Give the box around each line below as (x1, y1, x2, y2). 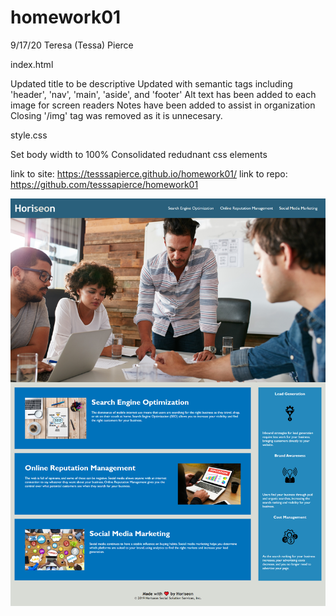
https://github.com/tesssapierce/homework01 (10, 178, 199, 190)
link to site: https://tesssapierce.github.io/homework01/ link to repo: (10, 167, 288, 180)
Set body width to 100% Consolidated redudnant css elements (10, 148, 268, 160)
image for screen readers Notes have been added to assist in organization (10, 99, 316, 111)
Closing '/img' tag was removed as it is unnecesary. (10, 109, 223, 121)
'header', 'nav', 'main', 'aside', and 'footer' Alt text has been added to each (10, 88, 317, 100)
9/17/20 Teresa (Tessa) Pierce (10, 39, 134, 51)
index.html (10, 58, 54, 70)
